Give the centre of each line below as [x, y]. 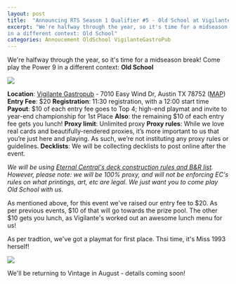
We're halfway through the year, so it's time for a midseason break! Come [114, 60]
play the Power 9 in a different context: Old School [80, 67]
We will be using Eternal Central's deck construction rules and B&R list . [110, 167]
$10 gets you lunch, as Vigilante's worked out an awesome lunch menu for [115, 218]
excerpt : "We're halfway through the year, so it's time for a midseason [118, 27]
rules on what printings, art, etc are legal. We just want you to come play [113, 182]
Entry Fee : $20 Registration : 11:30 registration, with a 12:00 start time [108, 102]
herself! [18, 247]
